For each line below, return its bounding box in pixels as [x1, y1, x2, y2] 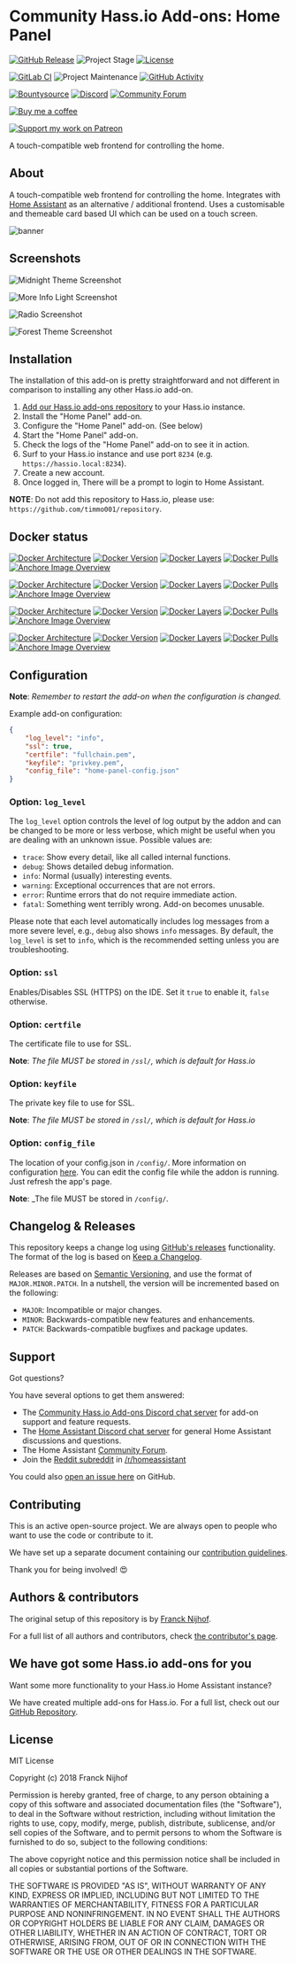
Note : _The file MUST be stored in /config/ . [9, 1193, 170, 1204]
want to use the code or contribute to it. [9, 1530, 154, 1541]
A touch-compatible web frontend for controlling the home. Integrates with [9, 189, 281, 200]
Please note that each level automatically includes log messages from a [9, 916, 269, 927]
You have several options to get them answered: [9, 1390, 186, 1401]
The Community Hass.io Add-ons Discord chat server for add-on [21, 1407, 259, 1418]
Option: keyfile [9, 1077, 77, 1090]
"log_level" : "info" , [25, 734, 104, 742]
